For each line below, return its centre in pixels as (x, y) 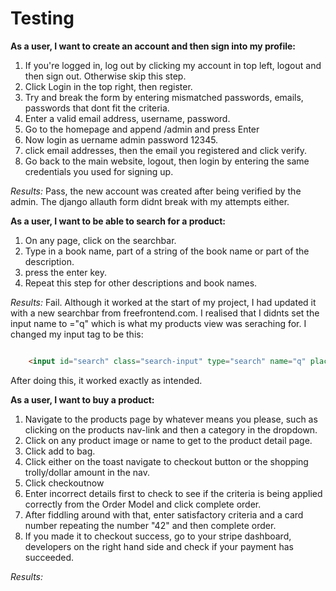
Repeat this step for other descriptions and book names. (141, 283)
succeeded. (49, 557)
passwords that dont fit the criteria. (97, 108)
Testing (42, 18)
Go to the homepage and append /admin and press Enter (142, 129)
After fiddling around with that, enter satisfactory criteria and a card (164, 514)
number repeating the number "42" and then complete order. (150, 525)
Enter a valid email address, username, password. (127, 118)
